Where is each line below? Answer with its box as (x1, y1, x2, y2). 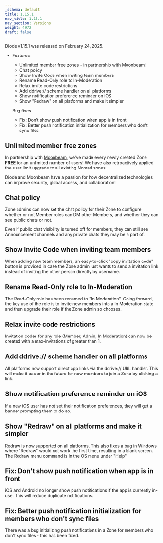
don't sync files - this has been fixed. (5, 533, 80, 539)
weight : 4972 (5, 25, 32, 30)
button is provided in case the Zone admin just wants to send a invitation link (5, 263, 159, 269)
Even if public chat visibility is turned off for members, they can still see (5, 226, 148, 232)
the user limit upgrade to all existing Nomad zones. (5, 165, 107, 170)
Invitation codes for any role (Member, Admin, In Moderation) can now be (5, 333, 152, 339)
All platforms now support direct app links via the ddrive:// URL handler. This (5, 365, 158, 371)
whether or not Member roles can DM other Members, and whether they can (5, 211, 159, 217)
